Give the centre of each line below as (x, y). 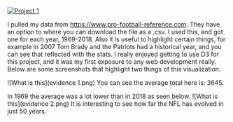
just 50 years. (27, 111)
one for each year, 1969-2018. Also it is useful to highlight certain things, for (116, 39)
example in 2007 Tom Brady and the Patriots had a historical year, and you (114, 47)
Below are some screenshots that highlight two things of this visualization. (114, 69)
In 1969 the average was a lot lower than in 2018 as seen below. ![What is (113, 96)
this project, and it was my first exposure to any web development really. (112, 62)
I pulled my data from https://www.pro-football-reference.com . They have (114, 24)
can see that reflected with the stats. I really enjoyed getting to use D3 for (113, 54)
